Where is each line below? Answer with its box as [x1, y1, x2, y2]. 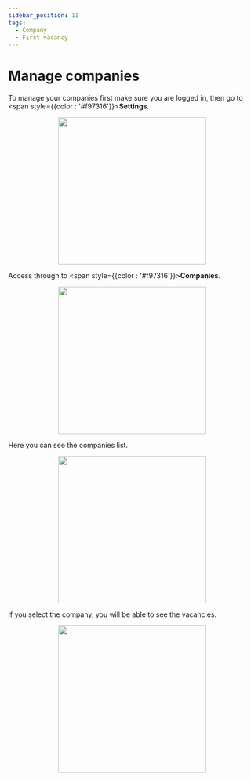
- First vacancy [15, 33, 68, 42]
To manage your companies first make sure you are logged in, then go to [8, 93, 243, 103]
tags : [8, 19, 26, 27]
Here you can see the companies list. [8, 441, 128, 450]
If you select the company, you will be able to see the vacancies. [8, 610, 217, 619]
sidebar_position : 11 [8, 11, 79, 20]
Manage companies [8, 68, 140, 85]
